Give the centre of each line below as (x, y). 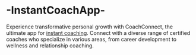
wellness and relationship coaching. (50, 46)
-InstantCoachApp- (56, 10)
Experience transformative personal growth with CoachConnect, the (90, 27)
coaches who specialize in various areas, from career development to (91, 39)
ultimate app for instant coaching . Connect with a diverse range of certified (98, 33)
